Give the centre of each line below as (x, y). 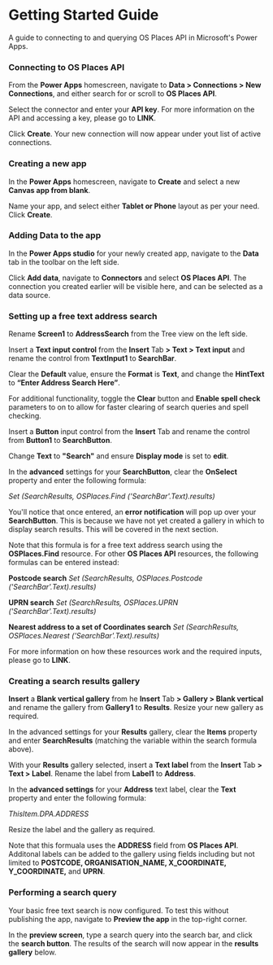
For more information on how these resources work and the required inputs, (135, 651)
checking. (25, 416)
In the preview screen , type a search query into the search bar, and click (131, 935)
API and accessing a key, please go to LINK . (82, 118)
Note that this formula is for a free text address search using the (116, 545)
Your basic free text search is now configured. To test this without (119, 910)
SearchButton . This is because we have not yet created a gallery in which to (136, 521)
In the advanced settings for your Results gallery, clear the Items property (133, 732)
